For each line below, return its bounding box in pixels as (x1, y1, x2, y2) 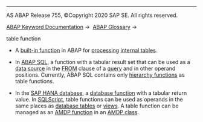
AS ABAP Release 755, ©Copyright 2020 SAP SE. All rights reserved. (6, 11, 178, 19)
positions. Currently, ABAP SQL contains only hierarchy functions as (14, 71, 185, 79)
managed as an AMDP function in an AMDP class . (14, 109, 140, 115)
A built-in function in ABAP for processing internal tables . (14, 47, 158, 54)
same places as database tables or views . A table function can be (14, 102, 179, 109)
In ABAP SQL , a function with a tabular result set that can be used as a (14, 59, 190, 65)
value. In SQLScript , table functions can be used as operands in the (14, 96, 183, 103)
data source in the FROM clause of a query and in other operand (14, 65, 176, 72)
